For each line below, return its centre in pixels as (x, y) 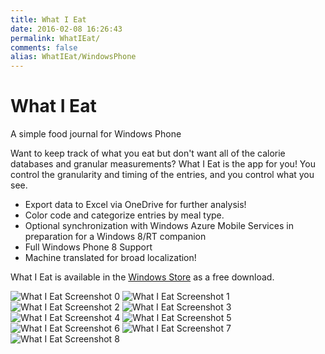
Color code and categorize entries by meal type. (124, 215)
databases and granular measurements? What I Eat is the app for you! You (163, 164)
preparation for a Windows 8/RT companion (115, 237)
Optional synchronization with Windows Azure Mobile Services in (159, 226)
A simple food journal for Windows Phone (96, 134)
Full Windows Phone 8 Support (88, 247)
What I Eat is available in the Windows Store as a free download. (142, 277)
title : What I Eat (48, 19)
